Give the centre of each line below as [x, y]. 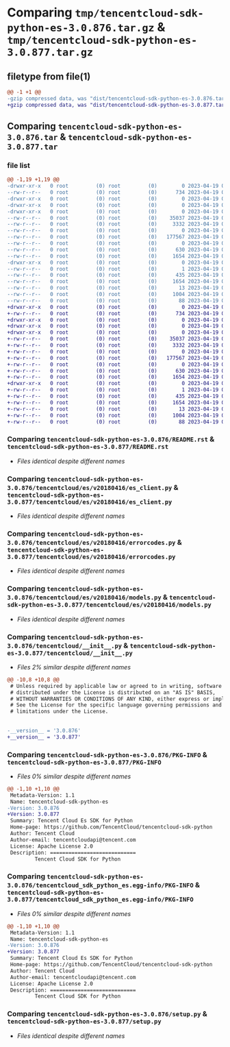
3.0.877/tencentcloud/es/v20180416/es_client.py [90, 502]
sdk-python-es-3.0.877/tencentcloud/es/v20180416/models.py [110, 605]
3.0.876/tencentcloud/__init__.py [64, 646]
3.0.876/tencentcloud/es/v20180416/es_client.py [90, 488]
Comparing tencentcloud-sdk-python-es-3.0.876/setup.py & [107, 1014]
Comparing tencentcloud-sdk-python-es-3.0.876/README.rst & [111, 439]
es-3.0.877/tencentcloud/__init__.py [70, 653]
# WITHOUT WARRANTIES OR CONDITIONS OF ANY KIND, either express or [110, 699]
